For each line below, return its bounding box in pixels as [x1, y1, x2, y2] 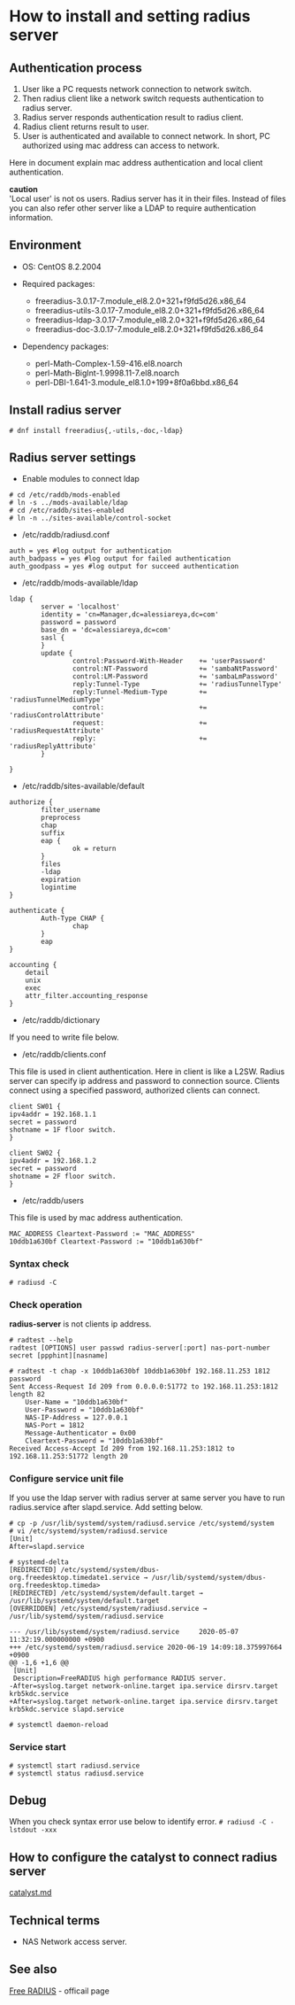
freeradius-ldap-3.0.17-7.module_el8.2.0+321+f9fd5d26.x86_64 [34, 314, 266, 325]
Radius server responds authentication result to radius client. [21, 112, 245, 122]
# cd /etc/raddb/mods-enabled [9, 491, 121, 499]
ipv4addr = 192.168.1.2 [9, 1157, 97, 1165]
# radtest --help [9, 1335, 73, 1345]
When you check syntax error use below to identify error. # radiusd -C [9, 1816, 267, 1827]
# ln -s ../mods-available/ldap [9, 499, 128, 507]
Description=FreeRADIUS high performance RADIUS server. [12, 1674, 227, 1684]
